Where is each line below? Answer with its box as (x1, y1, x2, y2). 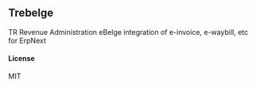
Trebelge (8, 6, 54, 20)
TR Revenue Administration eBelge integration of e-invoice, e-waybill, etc (8, 27, 249, 36)
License (8, 54, 36, 63)
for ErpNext (8, 36, 46, 45)
